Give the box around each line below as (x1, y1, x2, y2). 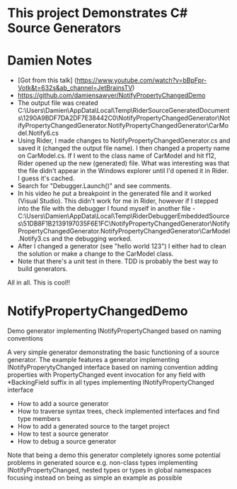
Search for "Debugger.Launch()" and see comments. (17, 182, 172, 190)
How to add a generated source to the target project (17, 422, 170, 431)
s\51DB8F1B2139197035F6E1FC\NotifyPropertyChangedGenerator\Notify (17, 219, 230, 228)
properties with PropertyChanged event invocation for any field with (7, 370, 206, 379)
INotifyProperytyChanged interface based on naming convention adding (7, 363, 218, 372)
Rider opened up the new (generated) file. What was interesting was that (17, 159, 230, 167)
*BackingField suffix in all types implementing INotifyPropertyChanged (7, 378, 214, 387)
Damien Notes (7, 53, 93, 69)
